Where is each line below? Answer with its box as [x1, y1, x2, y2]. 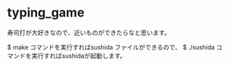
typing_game [7, 5, 85, 21]
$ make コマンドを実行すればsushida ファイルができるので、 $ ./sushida [7, 43, 215, 51]
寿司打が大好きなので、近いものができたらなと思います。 [7, 28, 171, 36]
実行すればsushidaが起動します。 [31, 52, 126, 60]
